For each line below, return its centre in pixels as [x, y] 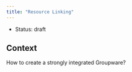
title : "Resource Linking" [40, 12]
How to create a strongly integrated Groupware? [66, 63]
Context [22, 48]
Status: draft [30, 29]
